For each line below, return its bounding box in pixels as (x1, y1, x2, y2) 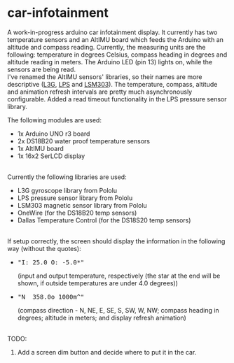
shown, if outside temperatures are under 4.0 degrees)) (17, 278, 179, 287)
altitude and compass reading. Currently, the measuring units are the (7, 43, 206, 51)
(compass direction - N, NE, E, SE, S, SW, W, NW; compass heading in (17, 306, 219, 314)
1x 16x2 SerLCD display (17, 152, 85, 160)
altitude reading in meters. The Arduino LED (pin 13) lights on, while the (7, 57, 212, 66)
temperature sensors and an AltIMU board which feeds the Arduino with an (7, 35, 224, 43)
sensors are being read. (7, 65, 76, 73)
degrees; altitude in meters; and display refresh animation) (17, 313, 187, 322)
